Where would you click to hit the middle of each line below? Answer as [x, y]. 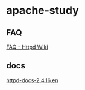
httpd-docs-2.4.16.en [32, 80]
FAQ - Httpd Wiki [27, 47]
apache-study [43, 10]
